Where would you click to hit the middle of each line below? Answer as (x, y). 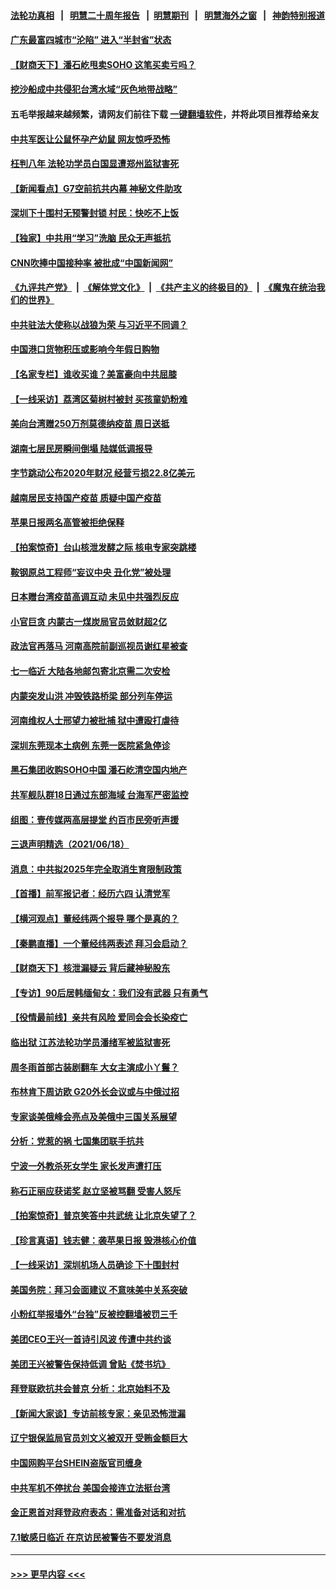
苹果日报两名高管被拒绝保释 (67, 522)
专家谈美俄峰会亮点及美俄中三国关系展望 (93, 1116)
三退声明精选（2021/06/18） (70, 844)
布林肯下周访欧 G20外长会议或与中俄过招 (95, 1092)
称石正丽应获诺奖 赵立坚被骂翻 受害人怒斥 (96, 1191)
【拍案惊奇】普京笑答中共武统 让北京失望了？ (103, 1216)
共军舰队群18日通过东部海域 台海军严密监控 (99, 794)
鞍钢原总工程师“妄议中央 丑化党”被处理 (91, 572)
